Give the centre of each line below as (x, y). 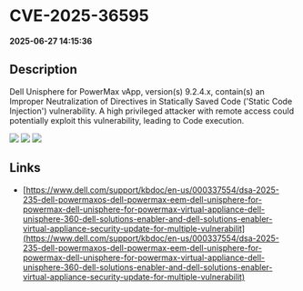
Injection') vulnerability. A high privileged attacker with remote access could (151, 111)
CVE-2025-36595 (79, 16)
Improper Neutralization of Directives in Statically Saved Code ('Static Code (151, 101)
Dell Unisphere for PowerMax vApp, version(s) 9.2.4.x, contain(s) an (137, 91)
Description (43, 70)
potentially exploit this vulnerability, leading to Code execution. (127, 120)
